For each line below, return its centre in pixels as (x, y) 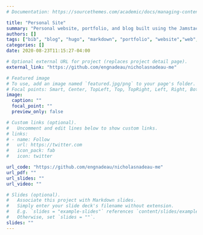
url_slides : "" (25, 178)
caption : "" (27, 101)
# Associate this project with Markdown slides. (71, 200)
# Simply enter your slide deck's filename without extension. (90, 206)
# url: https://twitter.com (44, 145)
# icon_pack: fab (31, 151)
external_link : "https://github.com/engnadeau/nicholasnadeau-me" (92, 67)
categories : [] (25, 45)
